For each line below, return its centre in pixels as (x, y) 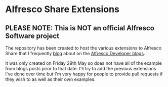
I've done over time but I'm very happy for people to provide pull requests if (84, 74)
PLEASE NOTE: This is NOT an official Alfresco (80, 28)
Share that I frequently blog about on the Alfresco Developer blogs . (75, 53)
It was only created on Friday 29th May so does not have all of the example (83, 63)
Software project (32, 36)
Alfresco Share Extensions (62, 9)
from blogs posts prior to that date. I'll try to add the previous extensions (81, 69)
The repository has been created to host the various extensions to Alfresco (83, 48)
